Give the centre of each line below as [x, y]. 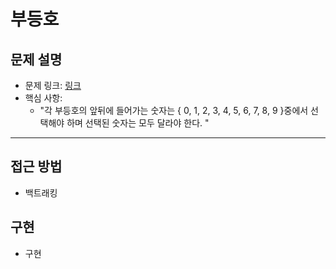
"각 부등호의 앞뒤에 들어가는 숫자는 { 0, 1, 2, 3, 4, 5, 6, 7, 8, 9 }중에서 [174, 110]
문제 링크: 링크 [53, 85]
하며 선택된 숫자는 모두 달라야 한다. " [138, 123]
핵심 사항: [43, 98]
